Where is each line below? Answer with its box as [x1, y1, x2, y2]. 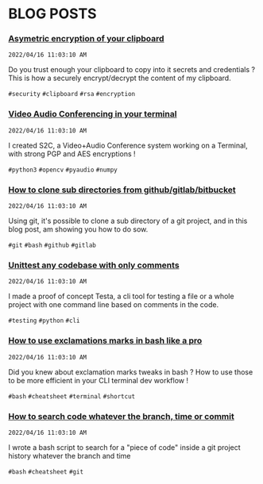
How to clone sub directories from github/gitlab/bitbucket [8, 184, 236, 195]
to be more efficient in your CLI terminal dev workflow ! [8, 375, 189, 385]
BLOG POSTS [8, 5, 97, 23]
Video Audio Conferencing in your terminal [8, 109, 177, 120]
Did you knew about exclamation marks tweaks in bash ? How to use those [8, 367, 253, 377]
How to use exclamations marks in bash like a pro [8, 335, 203, 346]
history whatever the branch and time [8, 451, 131, 460]
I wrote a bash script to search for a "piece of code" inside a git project [8, 442, 241, 452]
